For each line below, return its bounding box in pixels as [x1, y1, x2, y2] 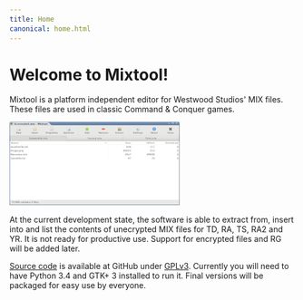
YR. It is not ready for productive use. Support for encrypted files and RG [9, 234, 282, 245]
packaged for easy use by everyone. [9, 280, 147, 291]
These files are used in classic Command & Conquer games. [9, 104, 235, 115]
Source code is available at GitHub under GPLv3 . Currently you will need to [9, 261, 289, 272]
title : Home [9, 15, 54, 24]
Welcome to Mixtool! [9, 64, 169, 85]
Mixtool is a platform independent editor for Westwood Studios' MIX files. [9, 94, 284, 105]
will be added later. [9, 243, 81, 254]
